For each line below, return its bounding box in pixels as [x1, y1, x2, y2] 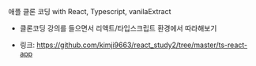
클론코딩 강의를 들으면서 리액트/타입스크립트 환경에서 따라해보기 [19, 24, 217, 33]
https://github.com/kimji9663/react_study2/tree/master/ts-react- [36, 40, 247, 49]
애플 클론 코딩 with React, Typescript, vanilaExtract [8, 7, 171, 16]
